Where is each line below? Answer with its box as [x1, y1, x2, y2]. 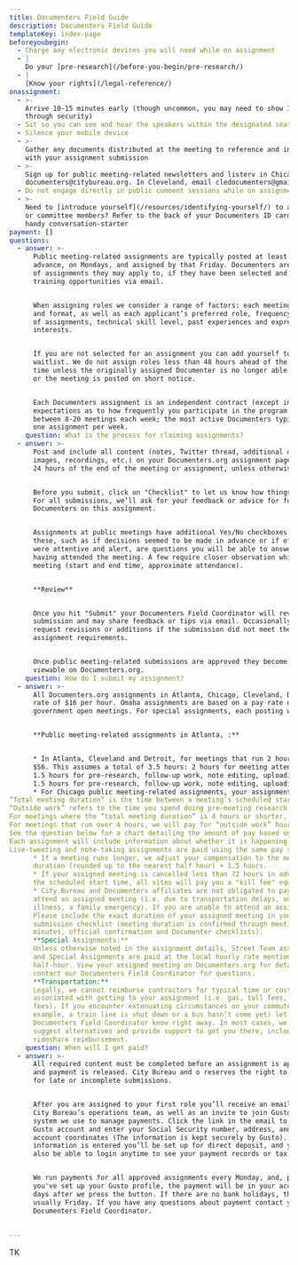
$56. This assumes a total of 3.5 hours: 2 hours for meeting [32, 763, 268, 771]
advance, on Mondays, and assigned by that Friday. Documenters [32, 261, 276, 270]
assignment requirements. [32, 634, 129, 643]
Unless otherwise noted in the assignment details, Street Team [32, 945, 276, 953]
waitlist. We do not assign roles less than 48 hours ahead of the [32, 358, 288, 367]
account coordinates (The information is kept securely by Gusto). [32, 1133, 288, 1142]
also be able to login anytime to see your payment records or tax [32, 1150, 288, 1158]
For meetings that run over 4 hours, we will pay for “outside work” [9, 820, 272, 829]
